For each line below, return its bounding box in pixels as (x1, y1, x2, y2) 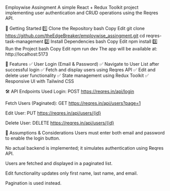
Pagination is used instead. (5, 180, 62, 186)
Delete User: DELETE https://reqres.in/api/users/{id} (5, 120, 114, 126)
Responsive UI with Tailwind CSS (5, 78, 75, 84)
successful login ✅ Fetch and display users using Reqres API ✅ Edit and (5, 67, 156, 73)
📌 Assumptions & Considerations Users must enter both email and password (5, 130, 165, 135)
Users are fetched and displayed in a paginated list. (5, 160, 113, 166)
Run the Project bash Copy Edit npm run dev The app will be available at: (5, 46, 157, 51)
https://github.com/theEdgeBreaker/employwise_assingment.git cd (5, 33, 145, 39)
